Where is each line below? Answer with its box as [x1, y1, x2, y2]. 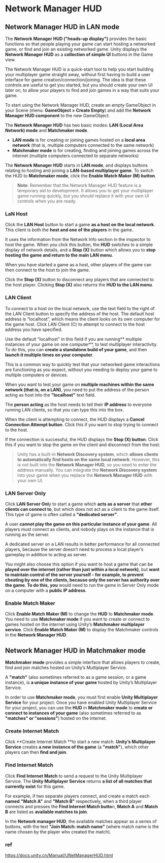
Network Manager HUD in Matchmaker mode [5, 646, 146, 655]
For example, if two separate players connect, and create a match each [5, 793, 150, 799]
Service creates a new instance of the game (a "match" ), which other [5, 744, 149, 750]
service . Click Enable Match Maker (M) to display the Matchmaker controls [5, 627, 159, 633]
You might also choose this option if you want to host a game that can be [5, 561, 153, 567]
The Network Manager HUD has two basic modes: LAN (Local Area [5, 122, 144, 128]
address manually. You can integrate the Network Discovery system [17, 467, 157, 473]
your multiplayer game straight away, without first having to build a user [5, 72, 151, 77]
